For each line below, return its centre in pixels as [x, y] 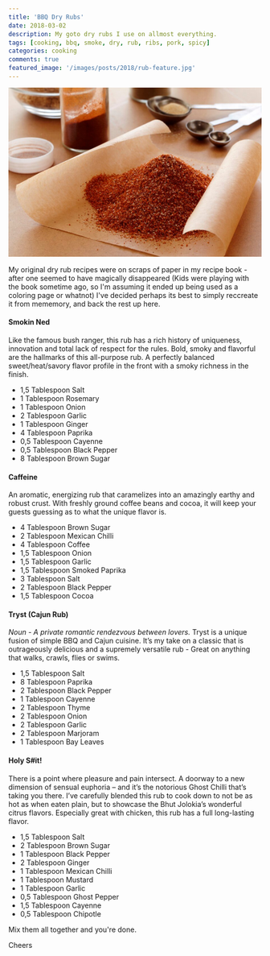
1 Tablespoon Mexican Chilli [66, 871]
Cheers [20, 945]
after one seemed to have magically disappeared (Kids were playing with [129, 278]
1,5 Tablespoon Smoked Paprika [73, 570]
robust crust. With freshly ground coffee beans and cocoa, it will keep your [133, 503]
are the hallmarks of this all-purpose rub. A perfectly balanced [111, 358]
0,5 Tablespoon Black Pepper [69, 450]
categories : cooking [43, 51]
